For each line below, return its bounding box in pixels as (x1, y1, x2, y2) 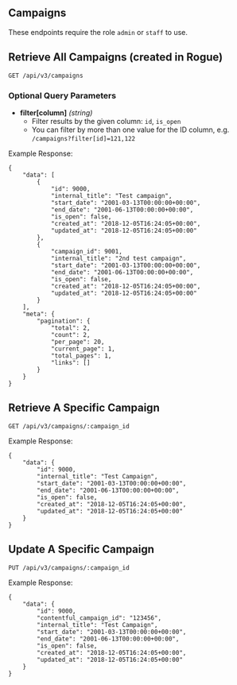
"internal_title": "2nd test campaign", (50, 254, 187, 262)
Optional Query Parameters (8, 90, 117, 101)
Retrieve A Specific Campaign (8, 401, 161, 415)
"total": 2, (50, 323, 91, 332)
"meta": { (22, 310, 56, 318)
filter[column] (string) (19, 107, 93, 118)
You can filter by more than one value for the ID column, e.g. (31, 125, 230, 134)
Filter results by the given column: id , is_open (31, 116, 181, 126)
